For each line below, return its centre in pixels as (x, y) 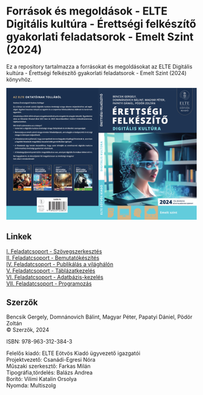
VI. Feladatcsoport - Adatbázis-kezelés (55, 277)
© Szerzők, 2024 (28, 330)
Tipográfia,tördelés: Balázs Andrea (50, 373)
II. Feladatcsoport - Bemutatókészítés (53, 257)
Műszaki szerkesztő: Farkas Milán (48, 366)
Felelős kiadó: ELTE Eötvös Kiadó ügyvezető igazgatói (73, 353)
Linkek (19, 237)
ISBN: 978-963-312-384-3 (39, 342)
